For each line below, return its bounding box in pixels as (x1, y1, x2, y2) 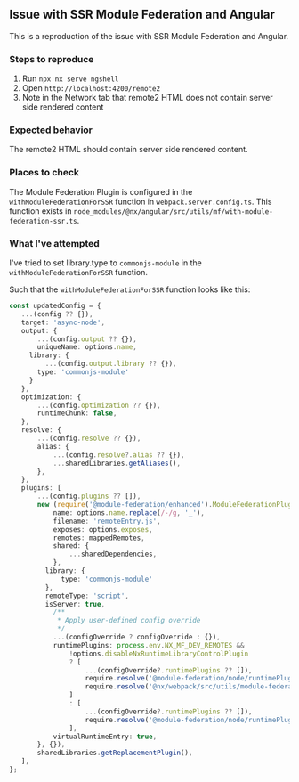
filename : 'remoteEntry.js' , (53, 517, 162, 525)
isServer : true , (44, 599, 105, 608)
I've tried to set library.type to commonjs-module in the (9, 257, 202, 268)
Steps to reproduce (9, 53, 94, 65)
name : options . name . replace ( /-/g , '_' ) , (53, 508, 205, 517)
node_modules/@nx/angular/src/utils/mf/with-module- (73, 207, 273, 216)
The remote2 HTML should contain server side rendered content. (9, 144, 248, 155)
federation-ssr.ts (9, 216, 77, 225)
